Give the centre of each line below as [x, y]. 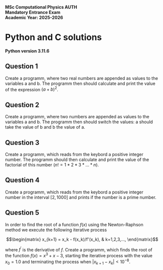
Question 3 [22, 143]
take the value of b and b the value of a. [45, 127]
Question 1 [22, 67]
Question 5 [22, 213]
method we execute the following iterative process [56, 230]
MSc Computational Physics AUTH [41, 7]
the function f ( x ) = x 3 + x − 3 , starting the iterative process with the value [79, 255]
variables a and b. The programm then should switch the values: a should [79, 122]
